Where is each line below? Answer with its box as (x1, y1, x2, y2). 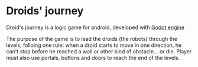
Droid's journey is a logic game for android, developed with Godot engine (6, 24, 185, 31)
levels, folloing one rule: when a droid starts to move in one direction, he (6, 42, 182, 49)
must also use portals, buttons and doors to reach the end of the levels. (6, 54, 180, 61)
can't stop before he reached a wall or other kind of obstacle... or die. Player (6, 47, 192, 55)
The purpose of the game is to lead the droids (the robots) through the (6, 35, 178, 42)
